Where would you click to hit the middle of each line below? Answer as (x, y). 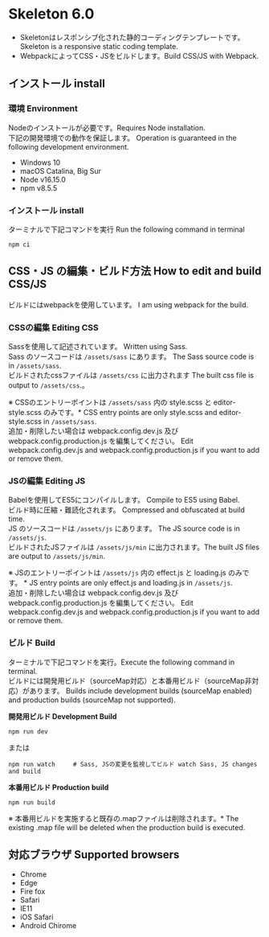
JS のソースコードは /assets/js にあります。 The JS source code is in (124, 528)
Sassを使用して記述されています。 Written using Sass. (98, 347)
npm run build (32, 802)
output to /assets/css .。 (49, 385)
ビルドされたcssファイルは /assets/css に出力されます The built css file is (131, 376)
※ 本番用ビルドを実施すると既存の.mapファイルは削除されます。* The (124, 818)
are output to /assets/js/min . (57, 557)
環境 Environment (43, 109)
